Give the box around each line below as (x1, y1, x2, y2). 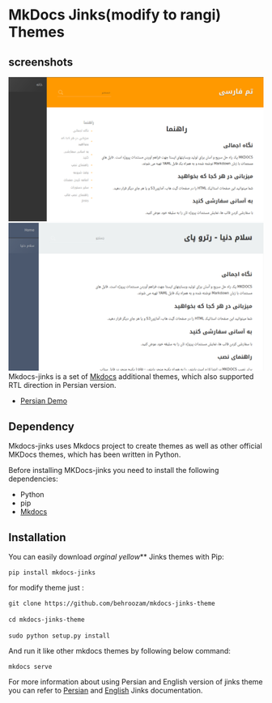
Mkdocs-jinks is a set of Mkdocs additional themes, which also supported (8, 372, 254, 381)
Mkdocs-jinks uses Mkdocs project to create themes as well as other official (8, 441, 263, 451)
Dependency (8, 420, 74, 433)
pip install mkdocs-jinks (8, 569, 96, 577)
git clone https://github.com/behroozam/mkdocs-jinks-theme (8, 599, 216, 607)
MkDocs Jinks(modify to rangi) (8, 6, 221, 24)
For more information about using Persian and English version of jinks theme (8, 676, 263, 686)
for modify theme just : (8, 582, 84, 592)
